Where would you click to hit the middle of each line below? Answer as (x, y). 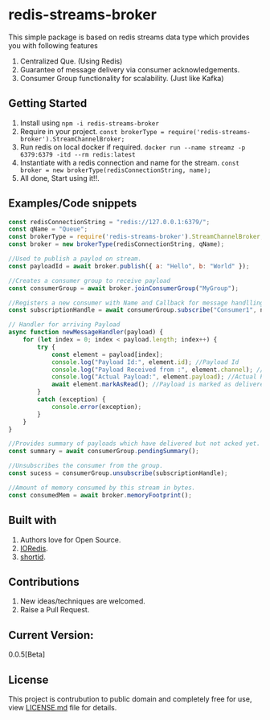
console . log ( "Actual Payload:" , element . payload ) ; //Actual (154, 377)
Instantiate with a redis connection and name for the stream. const (129, 162)
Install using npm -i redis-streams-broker (89, 123)
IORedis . (34, 548)
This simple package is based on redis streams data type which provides (129, 37)
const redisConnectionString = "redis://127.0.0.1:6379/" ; (109, 222)
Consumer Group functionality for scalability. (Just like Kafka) (122, 78)
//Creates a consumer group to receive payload (90, 280)
